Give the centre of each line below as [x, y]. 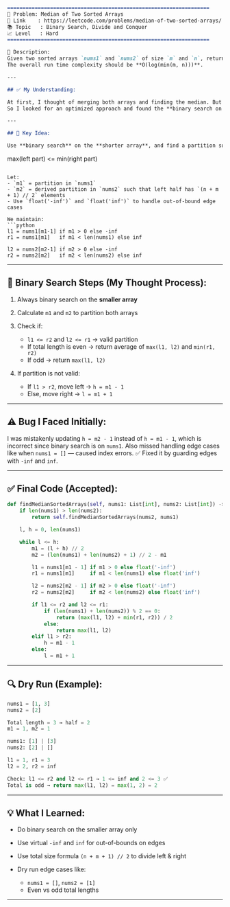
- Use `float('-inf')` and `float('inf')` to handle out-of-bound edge [111, 201]
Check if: [30, 326]
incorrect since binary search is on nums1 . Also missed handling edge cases [114, 446]
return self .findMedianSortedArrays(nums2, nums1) [105, 517]
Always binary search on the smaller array [77, 299]
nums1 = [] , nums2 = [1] [61, 883]
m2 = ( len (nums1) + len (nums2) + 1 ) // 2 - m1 [99, 555]
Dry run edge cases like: [51, 869]
